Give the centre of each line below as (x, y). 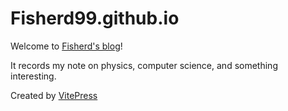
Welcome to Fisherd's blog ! (66, 46)
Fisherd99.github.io (95, 18)
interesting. (33, 76)
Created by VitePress (54, 95)
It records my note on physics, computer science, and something (144, 65)
